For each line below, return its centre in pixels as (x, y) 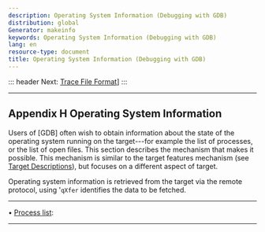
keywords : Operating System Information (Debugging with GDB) (112, 37)
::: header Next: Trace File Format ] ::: (68, 81)
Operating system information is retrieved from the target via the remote (125, 181)
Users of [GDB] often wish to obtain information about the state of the (121, 133)
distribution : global (44, 23)
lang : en (22, 45)
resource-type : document (49, 52)
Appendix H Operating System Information (115, 114)
